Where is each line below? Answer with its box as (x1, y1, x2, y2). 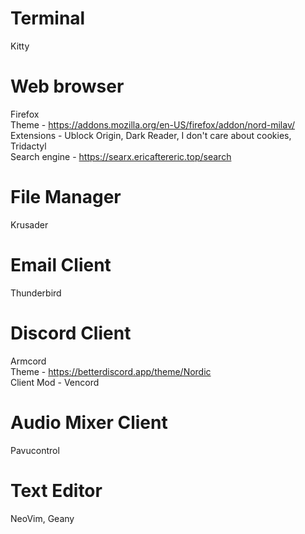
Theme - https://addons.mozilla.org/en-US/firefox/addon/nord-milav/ (10, 118, 296, 131)
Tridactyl (10, 140, 47, 152)
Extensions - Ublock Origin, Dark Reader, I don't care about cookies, (10, 129, 292, 141)
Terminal (10, 7, 86, 30)
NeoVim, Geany (10, 512, 75, 524)
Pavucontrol (10, 444, 60, 456)
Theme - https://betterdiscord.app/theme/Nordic (10, 365, 212, 377)
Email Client (10, 254, 112, 276)
